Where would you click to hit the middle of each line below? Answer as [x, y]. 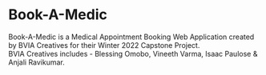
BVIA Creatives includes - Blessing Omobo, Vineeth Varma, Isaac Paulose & [133, 53]
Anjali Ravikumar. [37, 62]
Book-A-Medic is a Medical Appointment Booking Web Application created [131, 37]
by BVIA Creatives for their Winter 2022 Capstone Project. [104, 45]
